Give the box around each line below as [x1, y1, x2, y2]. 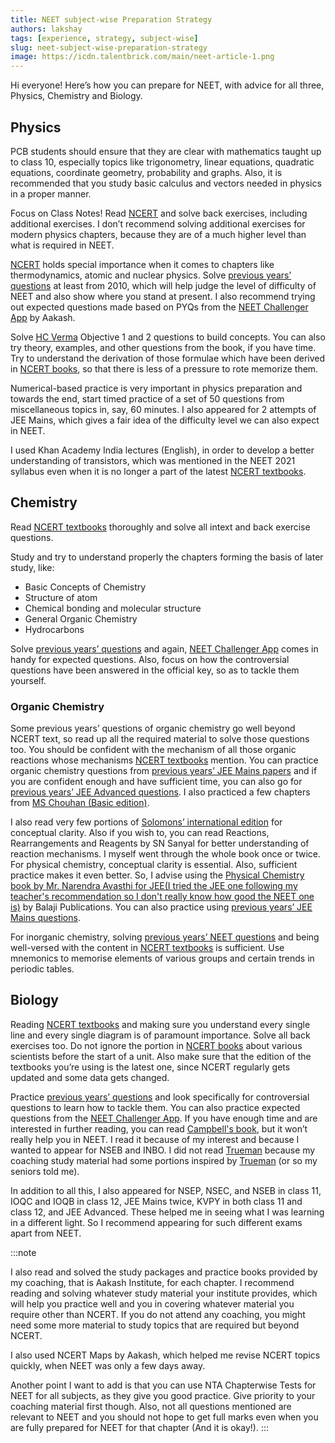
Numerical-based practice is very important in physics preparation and [10, 382, 303, 394]
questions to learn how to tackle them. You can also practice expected [10, 1101, 301, 1113]
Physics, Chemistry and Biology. [10, 90, 143, 102]
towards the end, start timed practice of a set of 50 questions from [10, 392, 285, 405]
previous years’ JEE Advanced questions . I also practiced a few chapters [10, 786, 311, 798]
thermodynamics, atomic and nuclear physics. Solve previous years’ [10, 269, 292, 281]
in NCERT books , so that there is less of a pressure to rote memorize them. [10, 362, 319, 375]
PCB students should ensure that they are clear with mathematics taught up [10, 145, 322, 157]
